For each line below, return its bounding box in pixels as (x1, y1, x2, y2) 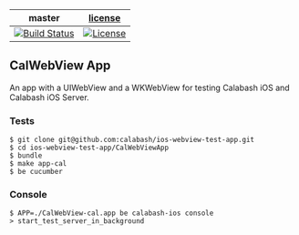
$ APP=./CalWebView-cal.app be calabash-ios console (9, 209, 214, 218)
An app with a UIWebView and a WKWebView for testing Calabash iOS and (9, 82, 290, 93)
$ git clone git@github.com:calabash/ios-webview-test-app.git (9, 136, 255, 145)
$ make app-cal (9, 159, 67, 169)
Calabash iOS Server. (9, 91, 89, 103)
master (28, 12, 61, 24)
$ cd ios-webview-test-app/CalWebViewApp (9, 143, 170, 153)
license (88, 12, 121, 24)
